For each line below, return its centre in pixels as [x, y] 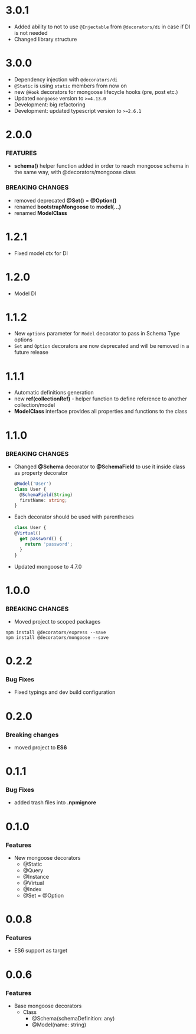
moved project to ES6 [40, 747]
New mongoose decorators [47, 857]
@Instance [36, 876]
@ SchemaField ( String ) [46, 495]
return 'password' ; [49, 544]
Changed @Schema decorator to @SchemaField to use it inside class [99, 467]
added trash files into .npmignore [55, 803]
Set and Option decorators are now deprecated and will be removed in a [102, 346]
